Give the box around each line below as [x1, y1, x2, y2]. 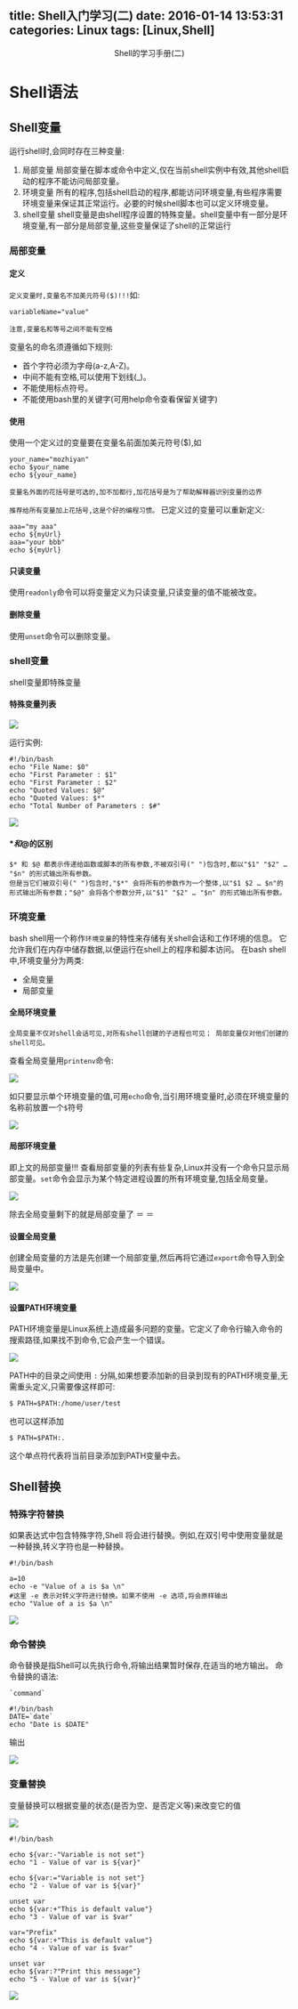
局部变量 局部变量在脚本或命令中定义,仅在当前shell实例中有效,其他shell [21, 164, 282, 175]
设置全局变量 [9, 1231, 56, 1242]
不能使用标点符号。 [21, 382, 93, 393]
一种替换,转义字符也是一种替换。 [9, 1541, 129, 1551]
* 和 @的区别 [9, 838, 53, 848]
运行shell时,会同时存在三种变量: [9, 145, 125, 156]
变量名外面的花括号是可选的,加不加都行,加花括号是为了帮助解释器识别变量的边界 [9, 488, 262, 497]
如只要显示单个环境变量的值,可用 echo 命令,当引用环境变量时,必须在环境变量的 [9, 1090, 289, 1101]
